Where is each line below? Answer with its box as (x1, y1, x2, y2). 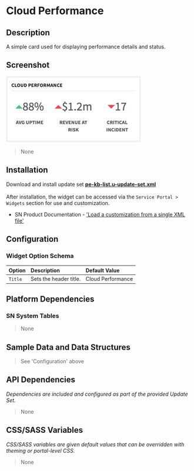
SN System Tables (6, 311, 60, 320)
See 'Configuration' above (20, 358, 84, 365)
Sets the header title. (30, 276, 81, 283)
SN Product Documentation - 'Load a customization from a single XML (14, 211, 185, 218)
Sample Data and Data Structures (6, 342, 131, 352)
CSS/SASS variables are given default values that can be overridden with (6, 440, 185, 448)
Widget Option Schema (6, 251, 74, 260)
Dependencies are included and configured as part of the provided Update (6, 390, 188, 397)
